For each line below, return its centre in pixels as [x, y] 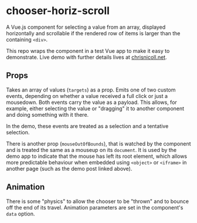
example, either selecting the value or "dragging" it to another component [95, 108]
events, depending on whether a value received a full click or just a [87, 96]
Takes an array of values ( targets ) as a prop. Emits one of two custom [91, 90]
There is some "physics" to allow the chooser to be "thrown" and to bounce [98, 201]
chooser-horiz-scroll [58, 11]
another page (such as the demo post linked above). [69, 168]
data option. [21, 214]
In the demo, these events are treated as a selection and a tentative [87, 126]
